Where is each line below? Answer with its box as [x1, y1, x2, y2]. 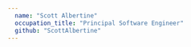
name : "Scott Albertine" [14, 11, 98, 20]
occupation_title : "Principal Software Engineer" [14, 19, 184, 27]
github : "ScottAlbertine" [14, 26, 102, 34]
